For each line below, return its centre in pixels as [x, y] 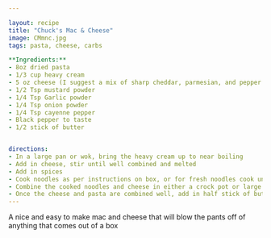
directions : [28, 149]
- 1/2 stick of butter [46, 127]
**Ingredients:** [38, 60]
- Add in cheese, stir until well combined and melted [102, 164]
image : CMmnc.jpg [38, 38]
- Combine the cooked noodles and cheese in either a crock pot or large [135, 186]
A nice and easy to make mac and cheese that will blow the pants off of [127, 217]
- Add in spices [35, 171]
